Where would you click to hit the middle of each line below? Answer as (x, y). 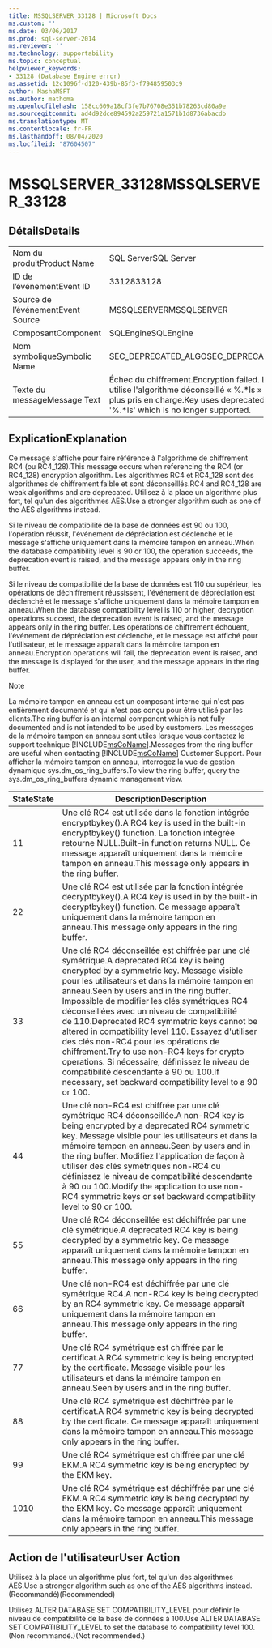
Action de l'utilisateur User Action (94, 1558)
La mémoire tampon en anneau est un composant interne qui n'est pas (126, 702)
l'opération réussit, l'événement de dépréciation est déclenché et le (121, 534)
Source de (32, 299)
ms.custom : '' (32, 23)
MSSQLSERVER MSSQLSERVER (168, 310)
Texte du (29, 390)
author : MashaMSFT (39, 91)
